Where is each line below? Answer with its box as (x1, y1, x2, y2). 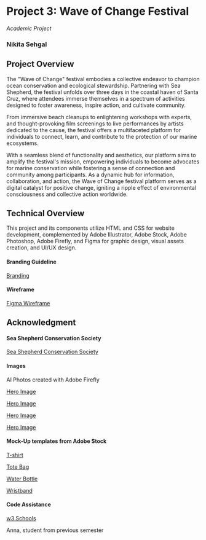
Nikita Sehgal (6, 40, 47, 49)
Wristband (6, 487, 33, 494)
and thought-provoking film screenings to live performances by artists (6, 120, 184, 127)
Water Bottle (6, 475, 38, 482)
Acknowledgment (6, 318, 76, 328)
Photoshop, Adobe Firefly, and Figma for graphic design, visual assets (6, 238, 184, 245)
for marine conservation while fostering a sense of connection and (6, 164, 175, 171)
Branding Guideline (6, 258, 57, 265)
